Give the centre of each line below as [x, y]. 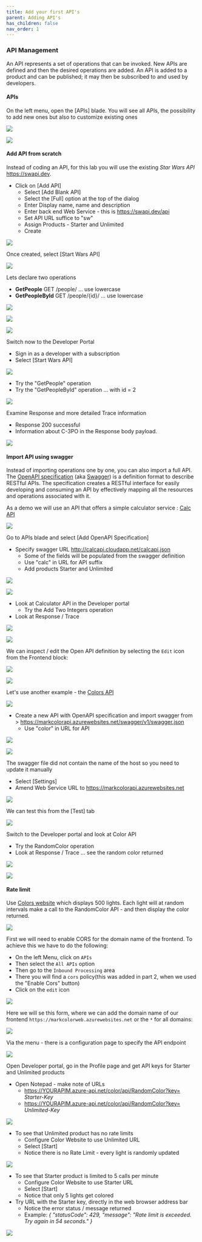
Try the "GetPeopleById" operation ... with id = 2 [76, 389]
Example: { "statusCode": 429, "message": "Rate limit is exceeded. [108, 1215]
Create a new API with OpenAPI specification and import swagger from [104, 715]
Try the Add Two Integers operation [69, 610]
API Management [32, 51]
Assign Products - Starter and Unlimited [74, 224]
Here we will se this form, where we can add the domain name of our [93, 1013]
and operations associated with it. [49, 496]
